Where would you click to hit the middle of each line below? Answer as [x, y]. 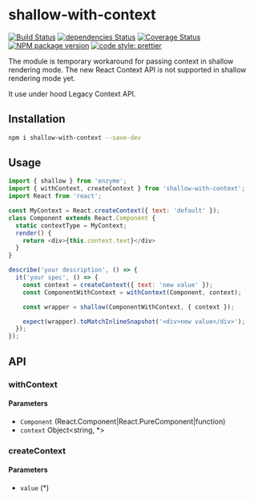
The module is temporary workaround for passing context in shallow [121, 61]
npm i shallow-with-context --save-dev [75, 137]
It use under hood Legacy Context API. [72, 93]
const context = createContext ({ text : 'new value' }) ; [118, 285]
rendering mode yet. [42, 78]
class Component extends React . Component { [82, 218]
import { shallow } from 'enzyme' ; [68, 181]
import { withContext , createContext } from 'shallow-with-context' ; [127, 189]
